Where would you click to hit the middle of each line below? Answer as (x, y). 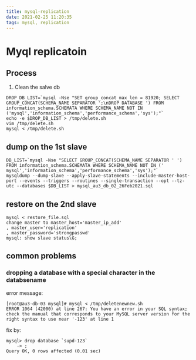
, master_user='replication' (42, 228)
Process (21, 73)
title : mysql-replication (38, 11)
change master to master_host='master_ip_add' (64, 223)
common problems (41, 256)
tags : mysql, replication (38, 22)
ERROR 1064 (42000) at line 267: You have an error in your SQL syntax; (97, 309)
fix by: (14, 330)
